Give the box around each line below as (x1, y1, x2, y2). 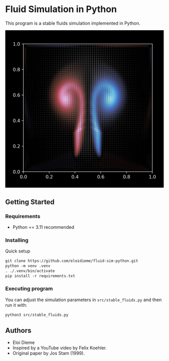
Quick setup (5, 248, 30, 254)
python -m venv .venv (5, 263, 51, 268)
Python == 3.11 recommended (12, 224, 74, 230)
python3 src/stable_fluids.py (5, 312, 69, 317)
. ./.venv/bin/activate (5, 268, 55, 274)
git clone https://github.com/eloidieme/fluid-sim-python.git (5, 258, 138, 263)
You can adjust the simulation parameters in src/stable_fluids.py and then (5, 297, 162, 303)
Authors (5, 326, 32, 335)
